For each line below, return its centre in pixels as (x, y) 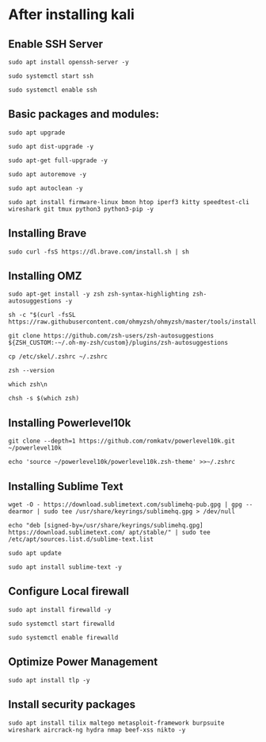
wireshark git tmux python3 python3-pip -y (81, 209)
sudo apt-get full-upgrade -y (58, 160)
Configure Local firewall (68, 591)
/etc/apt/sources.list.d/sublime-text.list (81, 539)
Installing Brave (47, 233)
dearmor (21, 512)
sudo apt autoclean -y (46, 188)
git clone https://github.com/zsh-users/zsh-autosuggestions (111, 336)
